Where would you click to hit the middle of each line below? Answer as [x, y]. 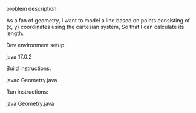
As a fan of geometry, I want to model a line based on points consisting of [98, 20]
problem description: [32, 9]
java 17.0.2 [19, 56]
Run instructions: [27, 92]
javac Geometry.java [32, 80]
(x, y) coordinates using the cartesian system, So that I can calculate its [95, 27]
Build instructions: [29, 68]
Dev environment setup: [36, 45]
